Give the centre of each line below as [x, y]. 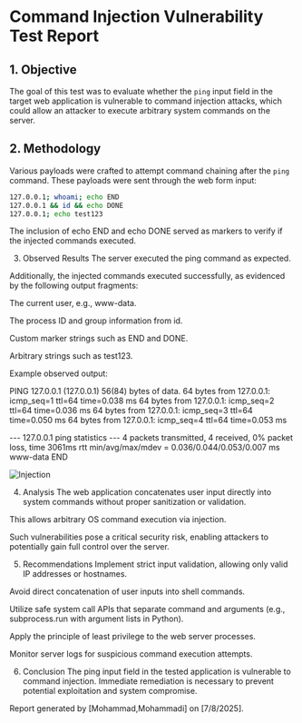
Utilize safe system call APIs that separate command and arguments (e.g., [147, 609]
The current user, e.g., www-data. [73, 303]
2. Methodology [55, 149]
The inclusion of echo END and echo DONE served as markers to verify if [146, 231]
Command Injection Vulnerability [136, 17]
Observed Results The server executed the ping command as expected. [157, 258]
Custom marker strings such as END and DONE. [99, 339]
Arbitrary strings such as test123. [71, 356]
